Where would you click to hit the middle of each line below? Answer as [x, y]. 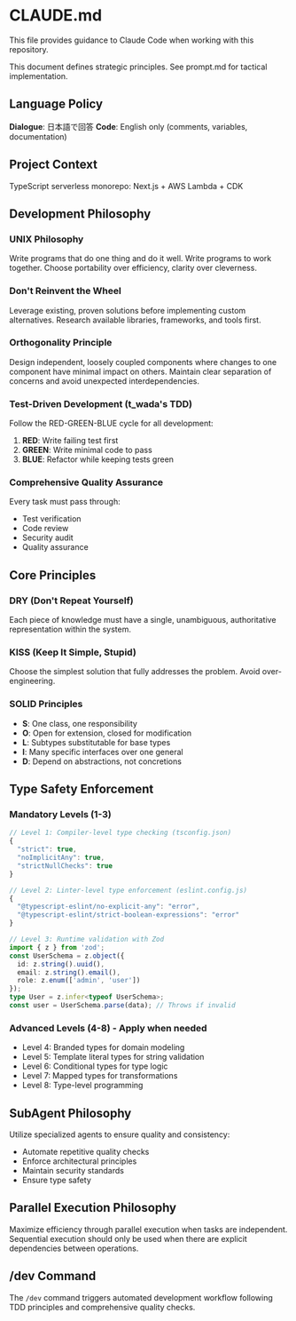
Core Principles [53, 575]
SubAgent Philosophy [70, 1113]
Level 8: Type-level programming [82, 1086]
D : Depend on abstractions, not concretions [101, 761]
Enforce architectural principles [79, 1161]
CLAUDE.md [56, 16]
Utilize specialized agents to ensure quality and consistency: [120, 1134]
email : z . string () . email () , [69, 972]
